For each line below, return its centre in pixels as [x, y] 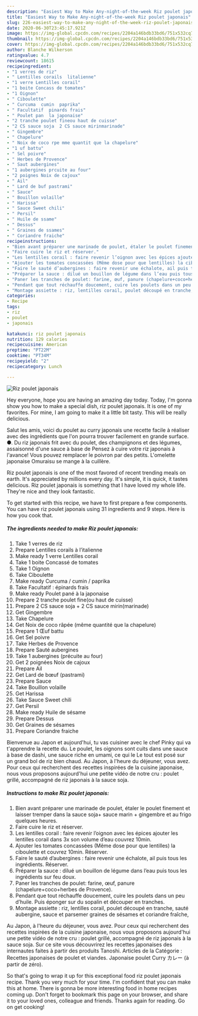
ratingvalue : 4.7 [28, 55]
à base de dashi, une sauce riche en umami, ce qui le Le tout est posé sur [96, 755]
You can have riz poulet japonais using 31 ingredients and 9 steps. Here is [96, 509]
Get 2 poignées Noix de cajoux [53, 662]
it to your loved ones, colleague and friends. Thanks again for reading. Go [96, 1001]
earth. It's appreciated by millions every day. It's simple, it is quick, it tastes [97, 479]
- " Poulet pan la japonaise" [45, 115]
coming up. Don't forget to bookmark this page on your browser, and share [98, 994]
